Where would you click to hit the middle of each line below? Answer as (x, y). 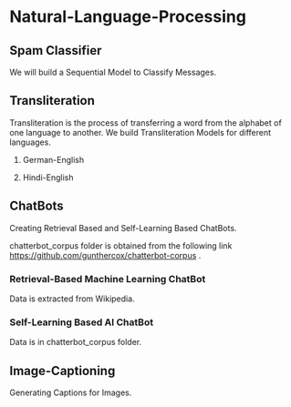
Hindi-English (48, 177)
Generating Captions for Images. (71, 392)
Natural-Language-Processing (128, 17)
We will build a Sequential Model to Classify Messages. (113, 72)
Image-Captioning (62, 371)
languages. (31, 142)
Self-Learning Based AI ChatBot (81, 322)
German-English (53, 159)
